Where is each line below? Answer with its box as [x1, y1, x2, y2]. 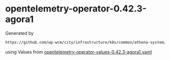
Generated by [5, 30, 34, 36]
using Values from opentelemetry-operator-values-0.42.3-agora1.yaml [5, 48, 152, 55]
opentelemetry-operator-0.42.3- [5, 3, 147, 14]
